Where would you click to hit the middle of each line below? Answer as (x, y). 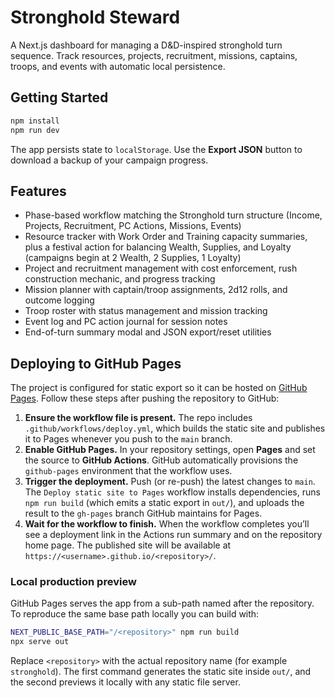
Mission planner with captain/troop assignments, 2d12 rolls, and (156, 290)
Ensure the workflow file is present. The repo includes (138, 418)
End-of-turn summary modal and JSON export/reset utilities (148, 332)
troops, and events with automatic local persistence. (118, 66)
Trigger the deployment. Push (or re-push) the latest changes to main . (170, 482)
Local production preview (73, 582)
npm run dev (35, 130)
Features (38, 191)
